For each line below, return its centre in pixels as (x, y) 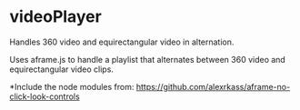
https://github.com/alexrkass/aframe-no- (213, 86)
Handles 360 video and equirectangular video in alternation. (122, 42)
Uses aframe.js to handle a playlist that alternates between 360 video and (148, 59)
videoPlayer (55, 17)
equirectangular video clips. (61, 69)
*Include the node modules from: (72, 86)
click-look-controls (45, 96)
